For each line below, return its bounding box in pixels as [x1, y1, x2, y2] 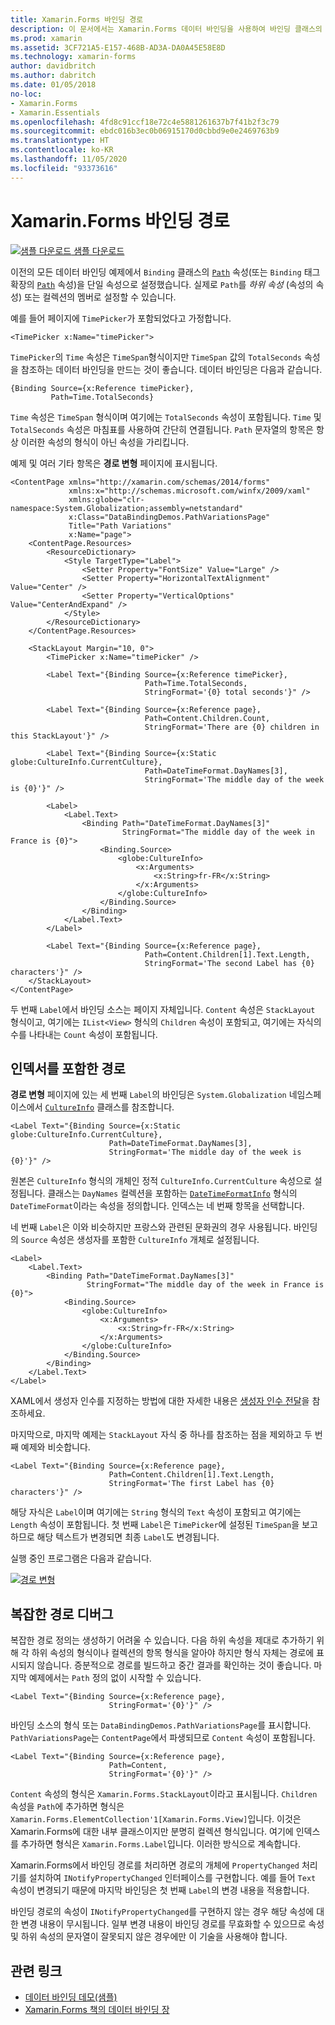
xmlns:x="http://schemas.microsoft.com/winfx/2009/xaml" [68, 486, 311, 496]
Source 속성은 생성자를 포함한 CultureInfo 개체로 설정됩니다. [20, 1234, 260, 1246]
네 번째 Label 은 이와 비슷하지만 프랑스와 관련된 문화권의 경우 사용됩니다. [10, 1221, 292, 1233]
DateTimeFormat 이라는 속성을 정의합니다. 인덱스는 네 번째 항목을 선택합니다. [10, 1200, 305, 1212]
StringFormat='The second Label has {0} [144, 958, 315, 968]
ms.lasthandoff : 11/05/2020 [10, 154, 128, 164]
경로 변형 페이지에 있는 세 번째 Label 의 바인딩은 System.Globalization [10, 1089, 287, 1101]
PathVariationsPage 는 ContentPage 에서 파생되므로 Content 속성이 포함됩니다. [10, 1732, 316, 1744]
